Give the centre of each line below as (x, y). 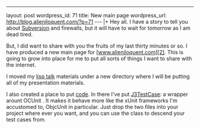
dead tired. (20, 34)
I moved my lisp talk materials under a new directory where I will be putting (98, 76)
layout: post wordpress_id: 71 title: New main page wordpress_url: (87, 15)
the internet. (21, 65)
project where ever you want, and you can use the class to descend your (96, 113)
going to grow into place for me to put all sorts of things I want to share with (99, 58)
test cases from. (26, 119)
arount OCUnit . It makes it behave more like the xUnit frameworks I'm (92, 101)
